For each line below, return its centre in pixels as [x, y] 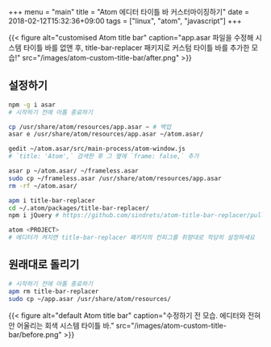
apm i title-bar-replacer [52, 200]
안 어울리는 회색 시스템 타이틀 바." [61, 325]
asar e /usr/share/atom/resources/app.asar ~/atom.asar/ [106, 134]
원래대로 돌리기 [44, 265]
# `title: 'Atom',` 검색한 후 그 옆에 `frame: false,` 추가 [104, 157]
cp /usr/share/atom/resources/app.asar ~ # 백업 [90, 127]
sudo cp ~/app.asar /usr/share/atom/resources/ [90, 299]
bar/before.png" [35, 334]
